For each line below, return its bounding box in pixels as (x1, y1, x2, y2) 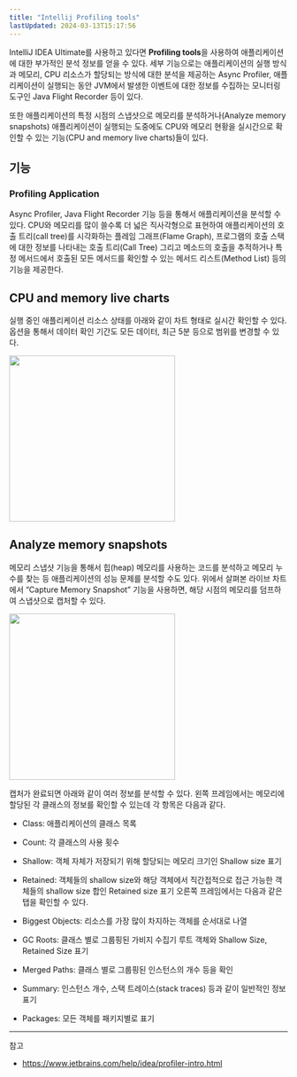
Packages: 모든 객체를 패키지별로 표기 (21, 1012, 155, 1024)
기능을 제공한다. (9, 264, 65, 275)
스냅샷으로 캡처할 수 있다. (18, 595, 106, 605)
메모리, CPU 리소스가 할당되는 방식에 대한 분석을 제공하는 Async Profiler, (18, 68, 272, 80)
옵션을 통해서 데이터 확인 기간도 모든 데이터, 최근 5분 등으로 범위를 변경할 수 (9, 326, 270, 337)
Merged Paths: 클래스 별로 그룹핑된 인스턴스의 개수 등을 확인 (21, 964, 234, 975)
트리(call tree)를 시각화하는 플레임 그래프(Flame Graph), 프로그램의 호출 (18, 231, 269, 242)
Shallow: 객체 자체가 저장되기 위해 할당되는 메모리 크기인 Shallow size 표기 (21, 855, 282, 866)
